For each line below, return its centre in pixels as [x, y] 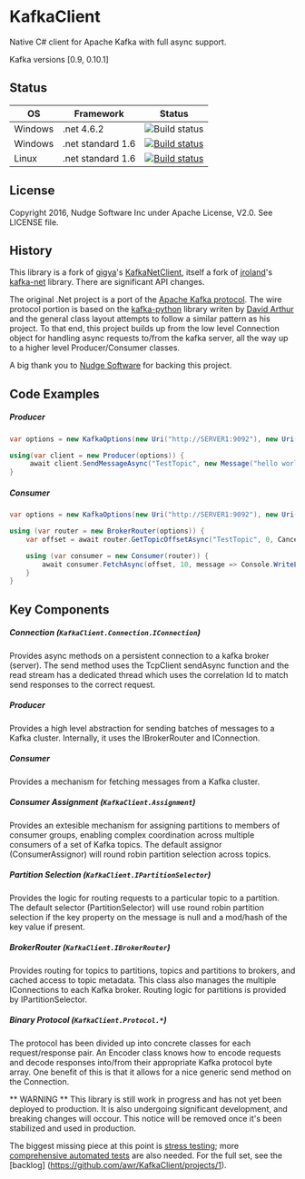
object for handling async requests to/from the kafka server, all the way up [149, 339]
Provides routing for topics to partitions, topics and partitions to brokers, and [152, 970]
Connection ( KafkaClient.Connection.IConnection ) [105, 633]
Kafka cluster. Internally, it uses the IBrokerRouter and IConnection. [135, 738]
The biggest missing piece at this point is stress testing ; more [124, 1145]
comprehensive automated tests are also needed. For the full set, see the [146, 1155]
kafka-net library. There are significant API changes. [107, 282]
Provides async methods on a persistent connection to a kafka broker [139, 655]
